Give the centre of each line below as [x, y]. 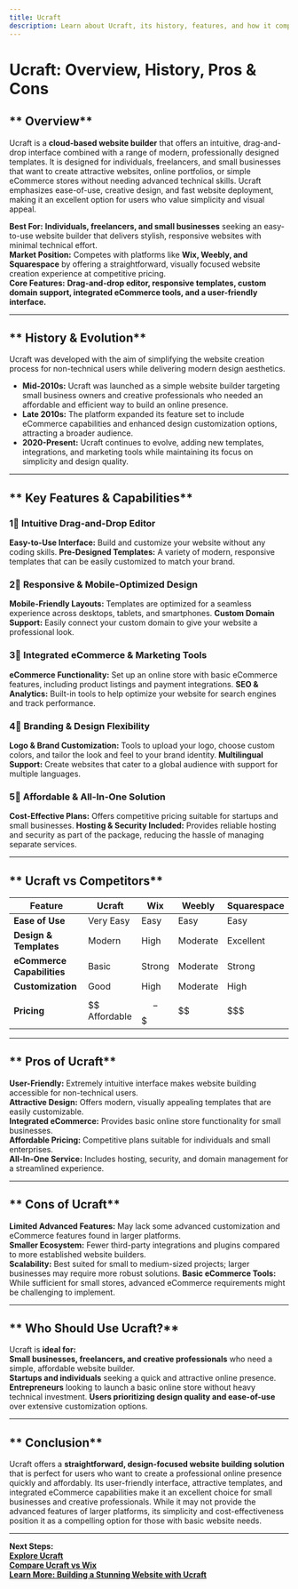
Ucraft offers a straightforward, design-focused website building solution [147, 1465]
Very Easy [109, 921]
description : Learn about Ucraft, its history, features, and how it [141, 26]
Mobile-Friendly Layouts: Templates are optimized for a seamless [130, 604]
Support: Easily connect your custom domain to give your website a [133, 622]
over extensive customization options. [78, 1407]
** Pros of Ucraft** [63, 1062]
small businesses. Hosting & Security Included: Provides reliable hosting [143, 826]
